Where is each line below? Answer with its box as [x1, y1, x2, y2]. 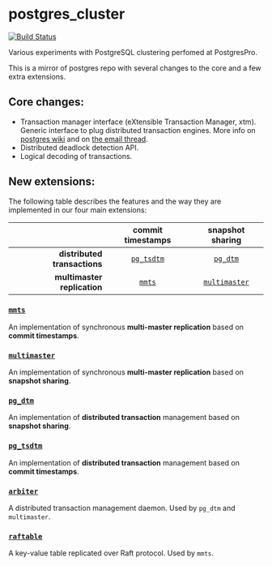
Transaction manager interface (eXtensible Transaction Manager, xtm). [19, 117, 257, 126]
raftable [8, 532, 43, 541]
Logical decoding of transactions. [19, 151, 133, 161]
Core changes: [8, 95, 85, 109]
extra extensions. [8, 71, 66, 81]
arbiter [8, 487, 39, 495]
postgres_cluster [8, 5, 125, 24]
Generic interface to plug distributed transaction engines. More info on [19, 125, 257, 135]
